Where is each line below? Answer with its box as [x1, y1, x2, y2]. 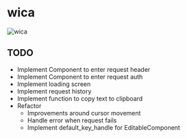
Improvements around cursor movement [27, 109, 141, 117]
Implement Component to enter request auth [16, 72, 143, 81]
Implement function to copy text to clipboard [16, 94, 143, 102]
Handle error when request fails [27, 116, 117, 124]
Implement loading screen [16, 80, 91, 88]
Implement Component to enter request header [16, 65, 151, 73]
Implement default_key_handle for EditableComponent [27, 123, 180, 131]
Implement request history [16, 87, 92, 95]
